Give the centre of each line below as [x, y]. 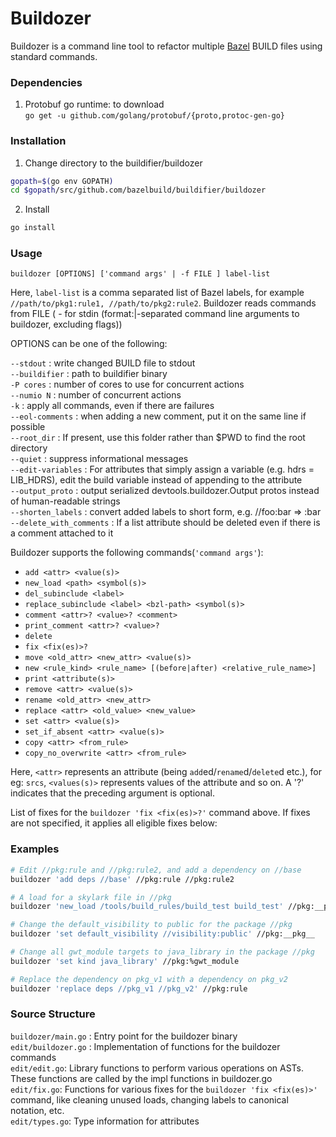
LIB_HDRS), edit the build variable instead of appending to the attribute [156, 480]
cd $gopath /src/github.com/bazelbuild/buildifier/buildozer [138, 190]
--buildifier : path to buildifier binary [89, 374]
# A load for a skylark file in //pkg [91, 897]
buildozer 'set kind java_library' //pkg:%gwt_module [125, 961]
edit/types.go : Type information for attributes [105, 1121]
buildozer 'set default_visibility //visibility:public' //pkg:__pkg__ [162, 934]
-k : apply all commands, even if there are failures [112, 406]
